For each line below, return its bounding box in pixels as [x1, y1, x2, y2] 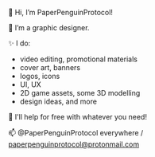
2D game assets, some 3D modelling [19, 88, 141, 97]
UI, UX [19, 80, 41, 89]
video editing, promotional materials [19, 54, 138, 64]
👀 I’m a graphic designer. [8, 23, 90, 32]
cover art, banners [19, 63, 81, 72]
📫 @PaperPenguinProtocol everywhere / [8, 128, 144, 137]
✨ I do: [8, 38, 31, 48]
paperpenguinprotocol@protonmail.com [8, 139, 140, 149]
